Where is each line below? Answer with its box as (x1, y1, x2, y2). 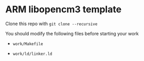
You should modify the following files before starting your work (5, 30, 139, 36)
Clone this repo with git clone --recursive (5, 21, 98, 27)
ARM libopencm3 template (5, 4, 122, 15)
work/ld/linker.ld (12, 51, 52, 56)
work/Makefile (12, 41, 43, 47)
